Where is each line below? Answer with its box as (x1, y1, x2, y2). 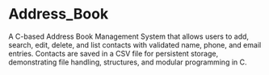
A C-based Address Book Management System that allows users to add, (8, 31, 249, 41)
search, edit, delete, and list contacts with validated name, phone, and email (8, 40, 262, 49)
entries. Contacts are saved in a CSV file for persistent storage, (8, 48, 219, 58)
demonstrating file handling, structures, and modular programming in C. (8, 57, 248, 67)
